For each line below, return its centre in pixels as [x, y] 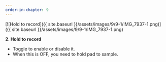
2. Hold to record [23, 39]
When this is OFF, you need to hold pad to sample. [65, 54]
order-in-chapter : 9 [27, 10]
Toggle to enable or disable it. [44, 48]
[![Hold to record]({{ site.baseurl [39, 24]
